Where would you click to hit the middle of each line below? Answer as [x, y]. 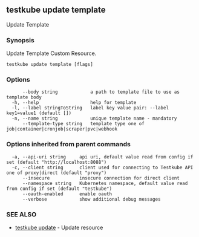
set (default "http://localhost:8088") [57, 162]
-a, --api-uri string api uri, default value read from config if [103, 157]
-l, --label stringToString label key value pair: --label [90, 108]
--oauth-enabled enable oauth [67, 194]
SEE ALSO [21, 214]
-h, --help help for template [74, 103]
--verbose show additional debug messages [92, 199]
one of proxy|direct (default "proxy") [57, 173]
